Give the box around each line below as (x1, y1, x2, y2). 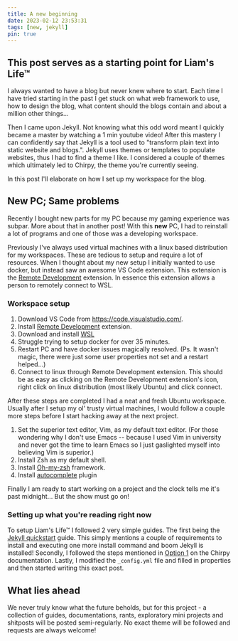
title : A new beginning (7, 10, 78, 18)
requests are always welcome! (7, 626, 97, 635)
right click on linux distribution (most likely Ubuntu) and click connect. (17, 383, 222, 391)
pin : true (7, 30, 37, 38)
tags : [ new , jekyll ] (7, 23, 69, 31)
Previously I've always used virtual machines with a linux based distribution (7, 243, 228, 251)
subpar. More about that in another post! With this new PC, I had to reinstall (7, 221, 228, 230)
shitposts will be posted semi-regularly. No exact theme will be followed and (7, 618, 231, 627)
